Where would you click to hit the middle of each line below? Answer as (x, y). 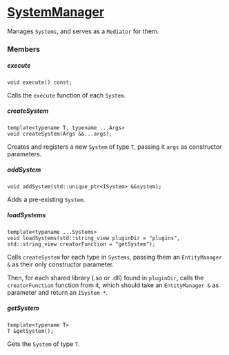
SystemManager (56, 12)
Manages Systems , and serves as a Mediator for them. (83, 31)
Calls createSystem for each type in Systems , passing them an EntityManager (114, 257)
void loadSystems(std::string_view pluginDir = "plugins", (94, 238)
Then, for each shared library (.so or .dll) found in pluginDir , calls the (106, 277)
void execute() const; (40, 82)
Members (23, 49)
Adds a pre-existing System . (46, 199)
